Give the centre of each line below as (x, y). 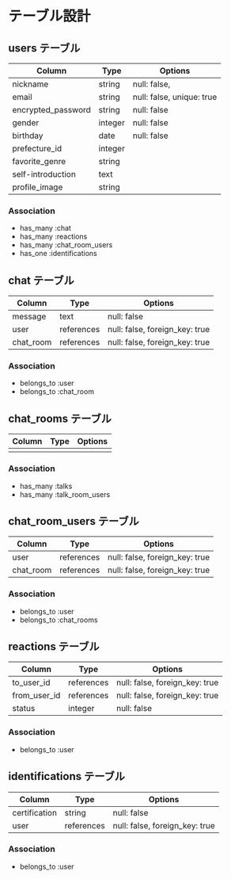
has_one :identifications (58, 254)
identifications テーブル (66, 776)
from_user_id (36, 696)
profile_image (38, 187)
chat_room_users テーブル (74, 521)
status (24, 709)
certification (35, 812)
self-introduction (44, 174)
